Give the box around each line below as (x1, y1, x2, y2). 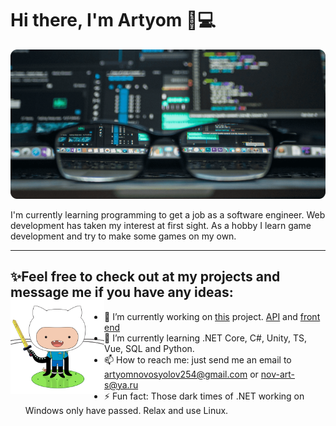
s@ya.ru (104, 378, 139, 391)
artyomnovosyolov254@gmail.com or (104, 368, 259, 380)
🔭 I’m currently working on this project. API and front (104, 310, 321, 322)
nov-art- (260, 368, 295, 380)
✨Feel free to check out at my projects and (10, 268, 281, 286)
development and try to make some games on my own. (10, 230, 237, 242)
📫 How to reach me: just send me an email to (104, 353, 292, 366)
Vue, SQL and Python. (104, 342, 195, 354)
